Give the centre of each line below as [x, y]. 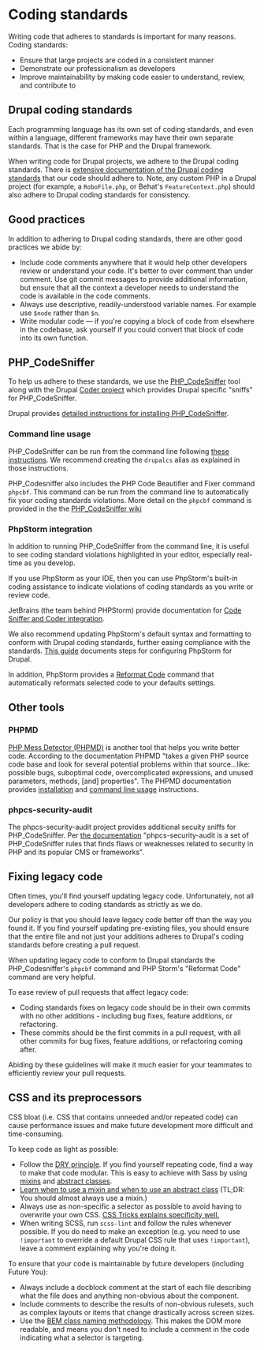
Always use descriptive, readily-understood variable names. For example [138, 304]
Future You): [28, 1272]
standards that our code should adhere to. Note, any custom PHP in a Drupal [132, 178]
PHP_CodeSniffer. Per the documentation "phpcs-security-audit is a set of [129, 835]
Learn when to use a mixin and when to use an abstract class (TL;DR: [132, 1189]
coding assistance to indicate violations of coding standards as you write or [131, 587]
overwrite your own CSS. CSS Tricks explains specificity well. [119, 1214]
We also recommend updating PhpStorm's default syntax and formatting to [130, 634]
